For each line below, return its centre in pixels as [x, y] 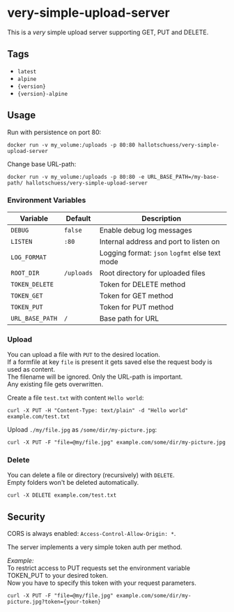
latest [27, 71]
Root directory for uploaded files [152, 272]
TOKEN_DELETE [32, 284]
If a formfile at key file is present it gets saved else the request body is [110, 362]
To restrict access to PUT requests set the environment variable [99, 568]
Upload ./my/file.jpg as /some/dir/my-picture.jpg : [82, 430]
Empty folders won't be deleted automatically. [73, 483]
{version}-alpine [42, 94]
